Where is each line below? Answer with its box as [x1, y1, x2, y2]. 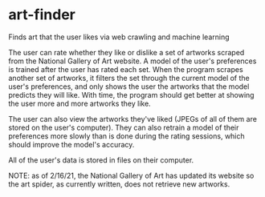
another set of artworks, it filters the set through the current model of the [8, 73, 251, 82]
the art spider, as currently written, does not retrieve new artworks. [8, 179, 230, 189]
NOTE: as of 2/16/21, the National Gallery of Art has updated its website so [8, 171, 255, 180]
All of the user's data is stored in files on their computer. [8, 155, 194, 165]
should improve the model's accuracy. [8, 139, 135, 149]
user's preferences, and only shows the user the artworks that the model [8, 82, 250, 91]
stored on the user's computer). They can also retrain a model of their [8, 123, 239, 132]
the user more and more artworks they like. [8, 98, 151, 108]
